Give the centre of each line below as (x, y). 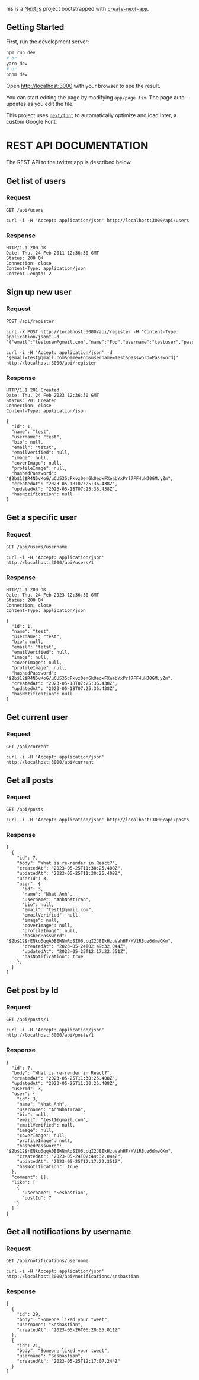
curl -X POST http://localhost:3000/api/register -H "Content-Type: (92, 332)
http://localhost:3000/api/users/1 (50, 562)
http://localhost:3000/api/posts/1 (50, 1035)
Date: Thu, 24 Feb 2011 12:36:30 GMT (53, 253)
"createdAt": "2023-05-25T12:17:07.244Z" (68, 1361)
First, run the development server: (48, 42)
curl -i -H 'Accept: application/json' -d (59, 352)
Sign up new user (39, 292)
